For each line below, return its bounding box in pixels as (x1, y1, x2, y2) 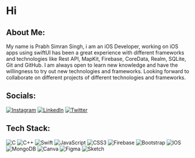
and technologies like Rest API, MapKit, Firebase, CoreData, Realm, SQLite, (6, 56, 186, 62)
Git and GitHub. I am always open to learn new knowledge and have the (6, 61, 178, 68)
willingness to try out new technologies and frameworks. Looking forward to (6, 68, 190, 74)
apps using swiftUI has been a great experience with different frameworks (6, 49, 184, 56)
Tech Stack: (6, 123, 51, 133)
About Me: (6, 28, 46, 37)
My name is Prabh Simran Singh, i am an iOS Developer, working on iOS (6, 43, 179, 50)
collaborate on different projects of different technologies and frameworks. (6, 74, 186, 81)
